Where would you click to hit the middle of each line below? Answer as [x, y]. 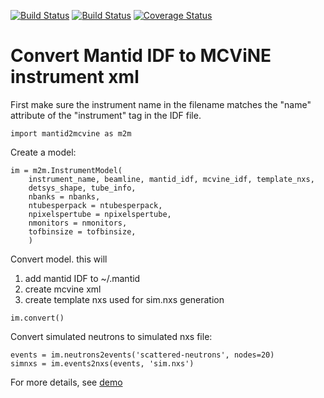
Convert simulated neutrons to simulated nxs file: [111, 336]
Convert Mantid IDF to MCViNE [141, 56]
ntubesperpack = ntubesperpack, [95, 205]
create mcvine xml [63, 289]
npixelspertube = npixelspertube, [100, 214]
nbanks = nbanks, [64, 196]
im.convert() [37, 318]
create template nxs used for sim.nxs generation [124, 299]
